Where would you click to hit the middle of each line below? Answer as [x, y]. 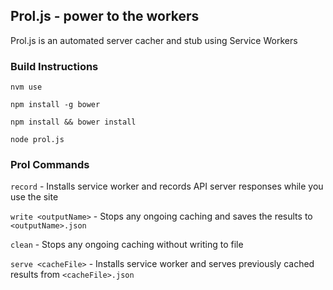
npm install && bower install [73, 122]
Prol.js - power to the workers [105, 16]
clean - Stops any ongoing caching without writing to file [127, 245]
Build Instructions [54, 66]
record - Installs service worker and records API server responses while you [167, 186]
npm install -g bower [55, 105]
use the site [34, 197]
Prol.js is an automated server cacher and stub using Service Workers [154, 40]
